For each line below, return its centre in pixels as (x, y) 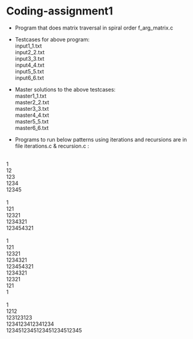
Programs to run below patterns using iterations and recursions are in (101, 139)
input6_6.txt (29, 78)
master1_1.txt (31, 96)
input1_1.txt (28, 46)
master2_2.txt (32, 102)
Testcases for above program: (52, 39)
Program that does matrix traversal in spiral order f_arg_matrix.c (94, 28)
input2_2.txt (30, 52)
